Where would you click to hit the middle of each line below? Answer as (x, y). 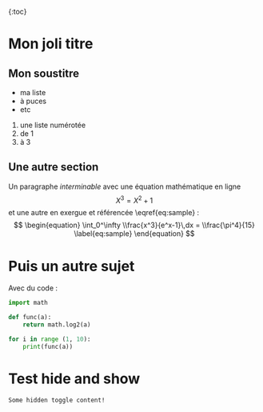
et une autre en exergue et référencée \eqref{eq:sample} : (104, 213)
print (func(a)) (48, 346)
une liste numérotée (53, 125)
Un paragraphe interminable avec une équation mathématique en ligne (125, 186)
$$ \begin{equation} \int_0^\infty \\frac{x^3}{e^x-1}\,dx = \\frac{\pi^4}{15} (134, 225)
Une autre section (54, 167)
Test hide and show (74, 378)
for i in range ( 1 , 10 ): (50, 339)
